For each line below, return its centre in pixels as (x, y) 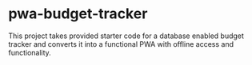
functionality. (30, 52)
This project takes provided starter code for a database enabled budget (126, 36)
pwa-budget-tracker (78, 14)
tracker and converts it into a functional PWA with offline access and (121, 44)
